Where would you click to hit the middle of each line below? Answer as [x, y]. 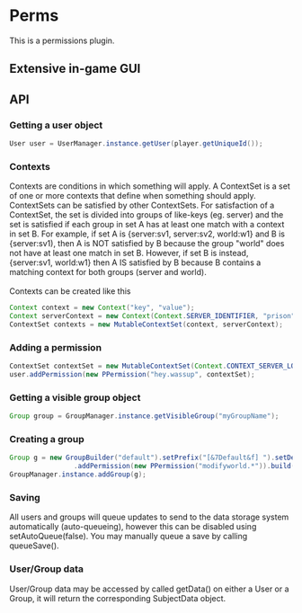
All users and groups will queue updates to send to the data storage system [149, 517]
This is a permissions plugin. [62, 40]
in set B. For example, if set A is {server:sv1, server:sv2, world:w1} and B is [147, 234]
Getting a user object [56, 125]
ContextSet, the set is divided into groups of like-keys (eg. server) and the [147, 215]
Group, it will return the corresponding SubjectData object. [118, 598]
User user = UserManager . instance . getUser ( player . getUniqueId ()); [136, 144]
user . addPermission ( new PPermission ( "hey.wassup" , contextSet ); [132, 374]
